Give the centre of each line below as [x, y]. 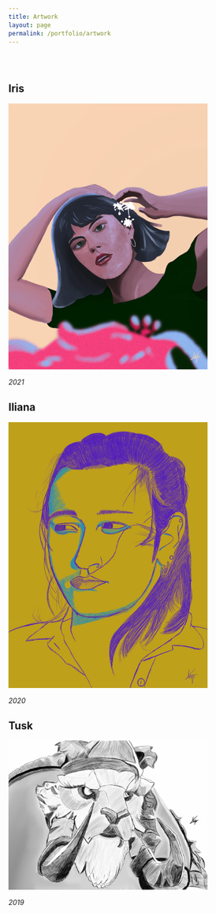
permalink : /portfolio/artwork [60, 33]
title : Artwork [33, 17]
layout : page [30, 25]
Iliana [22, 408]
